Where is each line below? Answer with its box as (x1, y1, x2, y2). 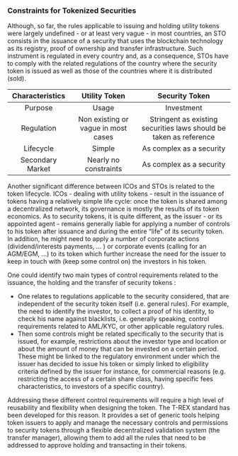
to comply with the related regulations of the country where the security (7, 59, 217, 68)
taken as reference (152, 132, 215, 142)
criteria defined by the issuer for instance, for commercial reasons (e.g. (17, 367, 226, 376)
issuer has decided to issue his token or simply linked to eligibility (17, 360, 209, 368)
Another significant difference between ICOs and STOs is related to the (7, 182, 215, 191)
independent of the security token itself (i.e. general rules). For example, (17, 300, 229, 308)
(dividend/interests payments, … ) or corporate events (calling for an (7, 242, 207, 251)
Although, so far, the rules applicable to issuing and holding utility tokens (7, 22, 220, 30)
